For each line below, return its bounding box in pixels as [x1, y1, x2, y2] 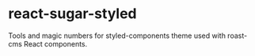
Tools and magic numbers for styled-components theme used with [8, 31, 226, 40]
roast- [226, 31, 248, 40]
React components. [23, 39, 88, 48]
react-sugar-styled [8, 5, 137, 23]
